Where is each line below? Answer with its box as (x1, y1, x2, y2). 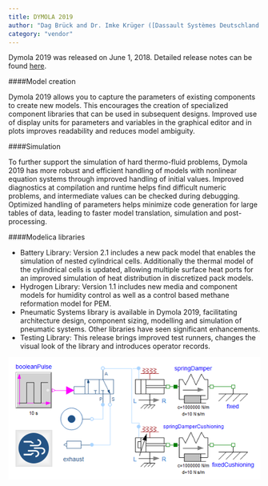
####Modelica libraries (8, 232, 86, 242)
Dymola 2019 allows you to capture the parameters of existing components (8, 92, 256, 102)
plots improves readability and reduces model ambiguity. (8, 127, 196, 136)
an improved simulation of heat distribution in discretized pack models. (19, 273, 254, 283)
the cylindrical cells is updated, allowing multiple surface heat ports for (19, 265, 254, 275)
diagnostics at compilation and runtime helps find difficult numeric (8, 183, 226, 192)
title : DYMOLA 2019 (8, 13, 74, 21)
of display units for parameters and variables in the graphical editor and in (8, 118, 252, 127)
